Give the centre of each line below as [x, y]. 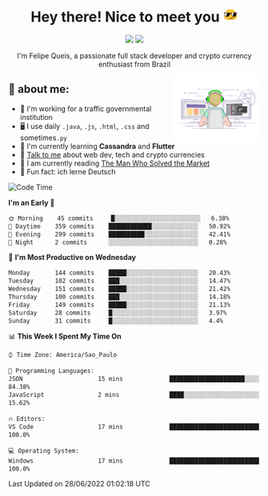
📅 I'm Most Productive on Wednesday [72, 257]
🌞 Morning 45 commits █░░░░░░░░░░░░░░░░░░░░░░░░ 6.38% [119, 218]
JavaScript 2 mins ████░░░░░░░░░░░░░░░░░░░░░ [134, 394]
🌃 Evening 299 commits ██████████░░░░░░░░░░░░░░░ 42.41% [119, 234]
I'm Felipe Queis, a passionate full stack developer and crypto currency [134, 55]
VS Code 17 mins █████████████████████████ [134, 426]
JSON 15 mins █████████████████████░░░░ [134, 378]
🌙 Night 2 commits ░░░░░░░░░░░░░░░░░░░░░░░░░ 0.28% [118, 242]
